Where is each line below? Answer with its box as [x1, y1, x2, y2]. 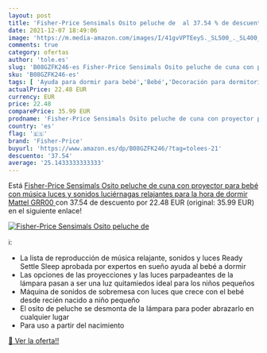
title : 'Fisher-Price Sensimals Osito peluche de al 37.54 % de [8, 19, 229, 27]
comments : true [8, 41, 59, 49]
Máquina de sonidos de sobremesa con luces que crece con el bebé [19, 287, 245, 297]
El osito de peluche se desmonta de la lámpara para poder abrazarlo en [19, 304, 254, 313]
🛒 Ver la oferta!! [8, 336, 60, 346]
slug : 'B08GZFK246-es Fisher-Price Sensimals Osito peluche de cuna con [8, 63, 254, 71]
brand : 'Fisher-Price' [8, 136, 83, 145]
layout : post [8, 11, 52, 20]
